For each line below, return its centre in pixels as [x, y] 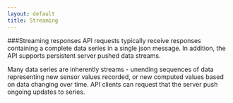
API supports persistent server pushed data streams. [84, 55]
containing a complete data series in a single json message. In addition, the [116, 48]
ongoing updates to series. [46, 92]
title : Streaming [33, 20]
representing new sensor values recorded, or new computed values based [115, 77]
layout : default [31, 14]
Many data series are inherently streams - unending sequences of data [110, 69]
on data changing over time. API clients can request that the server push [113, 84]
